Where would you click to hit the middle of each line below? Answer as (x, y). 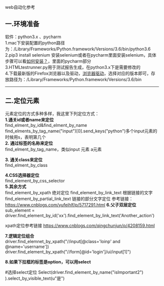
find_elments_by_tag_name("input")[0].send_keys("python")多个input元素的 (81, 131)
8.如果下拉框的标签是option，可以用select (48, 262)
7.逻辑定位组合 (20, 236)
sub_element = (20, 210)
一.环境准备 (22, 24)
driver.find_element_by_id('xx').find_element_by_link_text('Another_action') (80, 215)
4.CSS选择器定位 (22, 175)
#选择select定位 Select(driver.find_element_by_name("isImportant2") (74, 272)
